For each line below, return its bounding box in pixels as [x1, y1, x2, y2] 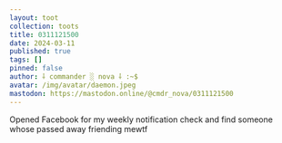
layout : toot [9, 13, 59, 23]
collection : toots [9, 22, 79, 31]
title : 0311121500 [9, 30, 79, 39]
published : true [9, 47, 71, 56]
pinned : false [9, 64, 64, 73]
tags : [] [9, 55, 43, 64]
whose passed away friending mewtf [9, 123, 148, 134]
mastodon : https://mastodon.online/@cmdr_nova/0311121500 [9, 89, 234, 98]
